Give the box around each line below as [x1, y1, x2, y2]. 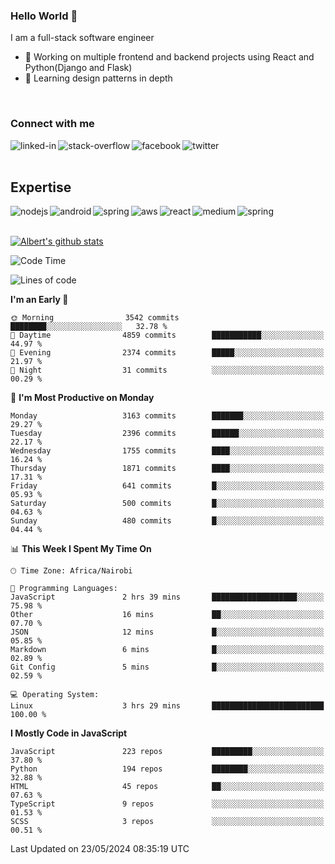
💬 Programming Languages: [10, 584, 118, 594]
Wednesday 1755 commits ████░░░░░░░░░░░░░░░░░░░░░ [10, 446, 325, 456]
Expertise [10, 179, 72, 196]
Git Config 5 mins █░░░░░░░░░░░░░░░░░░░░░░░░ [10, 662, 325, 673]
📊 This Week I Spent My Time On [10, 543, 152, 555]
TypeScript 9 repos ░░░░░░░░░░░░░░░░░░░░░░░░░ [10, 799, 325, 809]
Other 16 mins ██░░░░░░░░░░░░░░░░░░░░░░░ [10, 610, 325, 620]
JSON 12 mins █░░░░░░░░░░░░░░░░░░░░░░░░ [10, 627, 325, 638]
